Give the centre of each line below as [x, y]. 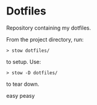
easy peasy [20, 95]
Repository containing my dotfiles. [49, 28]
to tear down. [23, 84]
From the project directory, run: [45, 39]
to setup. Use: [23, 62]
